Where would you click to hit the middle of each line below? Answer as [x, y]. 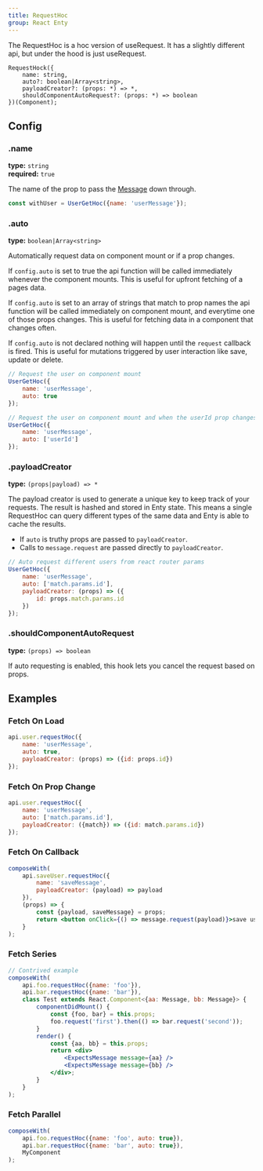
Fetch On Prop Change [52, 786]
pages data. [27, 288]
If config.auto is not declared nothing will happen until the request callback [130, 343]
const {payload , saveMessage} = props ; [101, 912]
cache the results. [37, 524]
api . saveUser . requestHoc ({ [66, 876]
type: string [29, 166]
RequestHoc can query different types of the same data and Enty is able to [128, 516]
